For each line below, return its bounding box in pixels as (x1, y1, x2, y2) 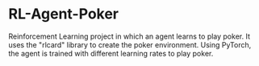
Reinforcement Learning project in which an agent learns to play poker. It (8, 31, 250, 41)
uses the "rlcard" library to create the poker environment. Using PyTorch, (8, 39, 252, 49)
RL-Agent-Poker (8, 5, 119, 23)
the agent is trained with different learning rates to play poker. (8, 48, 214, 58)
